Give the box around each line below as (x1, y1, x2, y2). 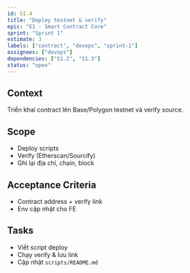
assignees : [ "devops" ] (7, 49, 73, 56)
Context (7, 87, 43, 99)
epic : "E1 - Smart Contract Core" (7, 23, 107, 30)
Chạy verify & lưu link (17, 250, 78, 258)
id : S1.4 (7, 10, 33, 17)
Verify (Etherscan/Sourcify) (17, 152, 96, 160)
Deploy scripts (17, 144, 59, 152)
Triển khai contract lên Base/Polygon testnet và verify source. (7, 105, 184, 114)
